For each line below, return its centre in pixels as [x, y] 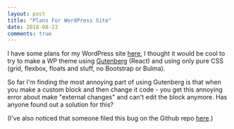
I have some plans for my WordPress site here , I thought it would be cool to [116, 54]
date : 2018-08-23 [33, 27]
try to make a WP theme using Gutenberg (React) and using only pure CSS [116, 61]
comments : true [30, 33]
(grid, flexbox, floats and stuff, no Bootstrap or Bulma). [86, 68]
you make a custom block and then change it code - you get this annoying [115, 90]
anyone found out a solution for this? [61, 105]
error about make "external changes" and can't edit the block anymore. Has [117, 97]
